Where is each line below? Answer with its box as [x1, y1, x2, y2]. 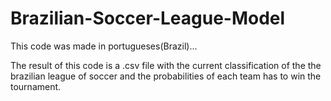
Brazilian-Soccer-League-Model [10, 7, 286, 30]
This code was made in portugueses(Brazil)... [10, 40, 198, 52]
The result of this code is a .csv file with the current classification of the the [10, 59, 322, 71]
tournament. [10, 80, 62, 92]
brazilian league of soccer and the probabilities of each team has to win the [10, 70, 322, 82]
